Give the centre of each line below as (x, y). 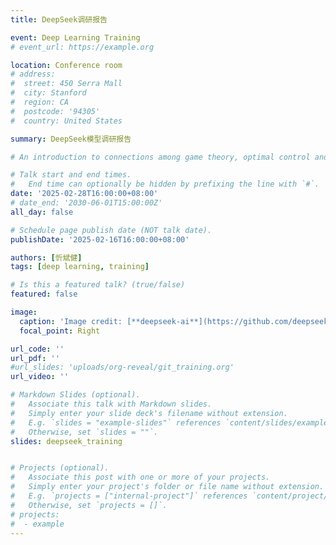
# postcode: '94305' (55, 111)
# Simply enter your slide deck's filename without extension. (149, 413)
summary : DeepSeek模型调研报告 (71, 139)
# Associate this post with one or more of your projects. (140, 477)
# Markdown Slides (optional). (75, 395)
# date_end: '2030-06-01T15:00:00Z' (86, 203)
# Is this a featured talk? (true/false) (98, 285)
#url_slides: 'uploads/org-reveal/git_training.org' (122, 367)
